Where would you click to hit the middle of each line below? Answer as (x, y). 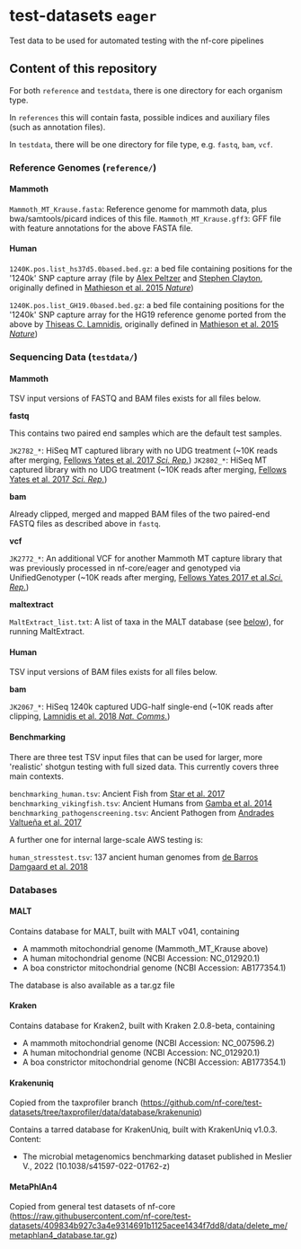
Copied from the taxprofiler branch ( (76, 1103)
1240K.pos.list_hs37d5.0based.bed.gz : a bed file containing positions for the (151, 269)
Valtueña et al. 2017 (46, 822)
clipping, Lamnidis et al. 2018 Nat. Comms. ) (90, 716)
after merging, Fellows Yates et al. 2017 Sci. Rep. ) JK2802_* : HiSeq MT (138, 460)
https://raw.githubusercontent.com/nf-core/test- (102, 1216)
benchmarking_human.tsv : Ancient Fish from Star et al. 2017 (117, 793)
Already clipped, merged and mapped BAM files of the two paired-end (140, 514)
